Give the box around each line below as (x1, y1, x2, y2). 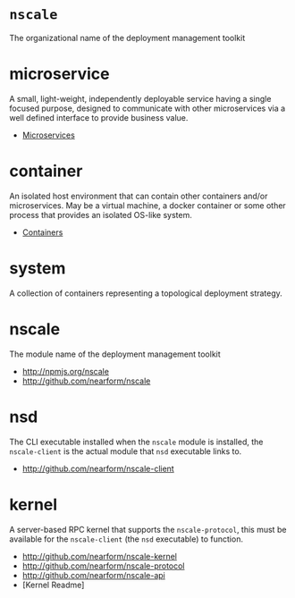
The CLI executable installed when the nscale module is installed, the (9, 436, 264, 447)
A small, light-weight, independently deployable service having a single (9, 93, 272, 104)
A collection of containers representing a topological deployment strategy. (9, 288, 283, 299)
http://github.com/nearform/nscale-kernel (21, 551, 177, 561)
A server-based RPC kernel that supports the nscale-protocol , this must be (9, 524, 287, 535)
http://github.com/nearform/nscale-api (21, 569, 165, 580)
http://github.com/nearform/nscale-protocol (21, 560, 185, 571)
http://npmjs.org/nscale (21, 366, 110, 376)
